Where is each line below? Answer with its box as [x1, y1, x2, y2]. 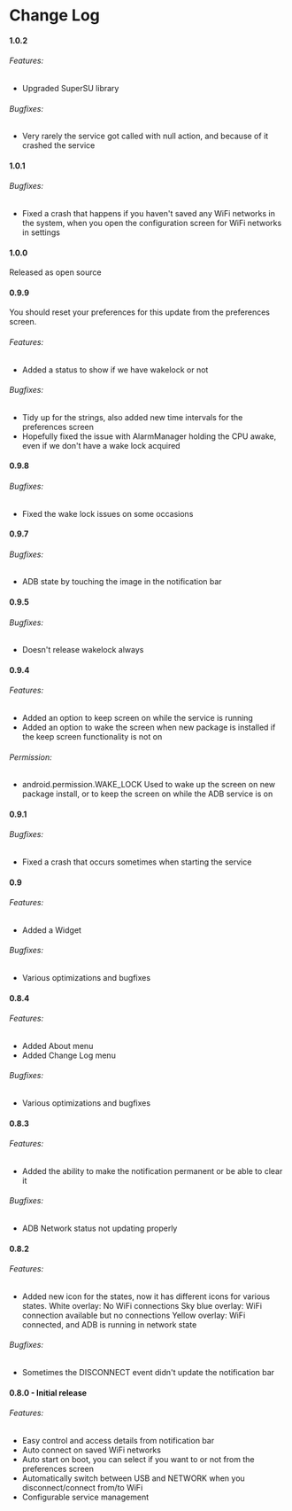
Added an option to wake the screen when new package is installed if [21, 722, 276, 732]
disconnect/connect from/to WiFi [21, 1482, 143, 1492]
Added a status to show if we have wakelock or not [21, 364, 209, 375]
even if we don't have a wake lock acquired [21, 440, 181, 450]
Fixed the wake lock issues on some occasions [21, 508, 194, 519]
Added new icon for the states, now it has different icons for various [21, 1291, 271, 1302]
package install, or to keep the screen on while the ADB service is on [21, 788, 273, 799]
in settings [21, 227, 60, 238]
